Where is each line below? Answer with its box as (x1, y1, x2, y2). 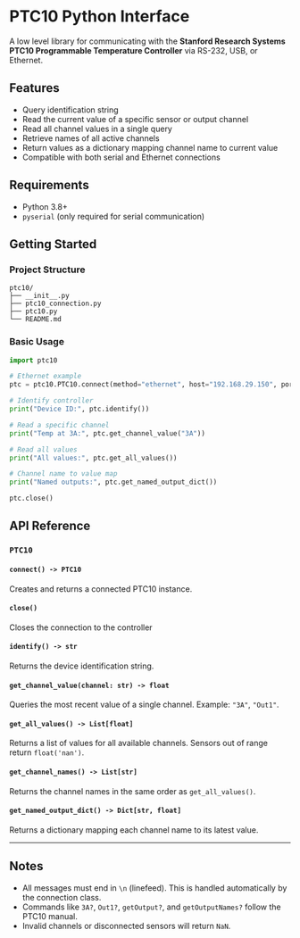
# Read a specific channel (9, 420, 110, 429)
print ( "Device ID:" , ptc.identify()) (9, 404, 150, 414)
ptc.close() (9, 494, 54, 503)
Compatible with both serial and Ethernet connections (21, 152, 221, 162)
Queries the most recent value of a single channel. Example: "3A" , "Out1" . (9, 699, 279, 710)
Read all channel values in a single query (21, 123, 172, 134)
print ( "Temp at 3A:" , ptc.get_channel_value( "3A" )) (9, 428, 205, 438)
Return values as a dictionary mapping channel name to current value (21, 142, 279, 153)
